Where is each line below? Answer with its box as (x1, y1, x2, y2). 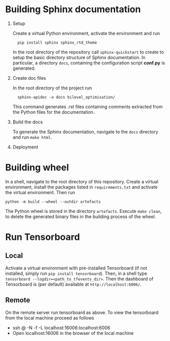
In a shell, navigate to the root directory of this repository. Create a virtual (5, 178, 159, 184)
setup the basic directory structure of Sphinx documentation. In (12, 54, 146, 60)
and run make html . (12, 134, 52, 140)
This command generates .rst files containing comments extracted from (12, 103, 163, 110)
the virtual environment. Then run (5, 189, 75, 195)
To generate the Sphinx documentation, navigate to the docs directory (12, 129, 158, 135)
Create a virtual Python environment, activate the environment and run (12, 30, 160, 36)
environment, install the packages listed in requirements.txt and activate (5, 184, 158, 190)
